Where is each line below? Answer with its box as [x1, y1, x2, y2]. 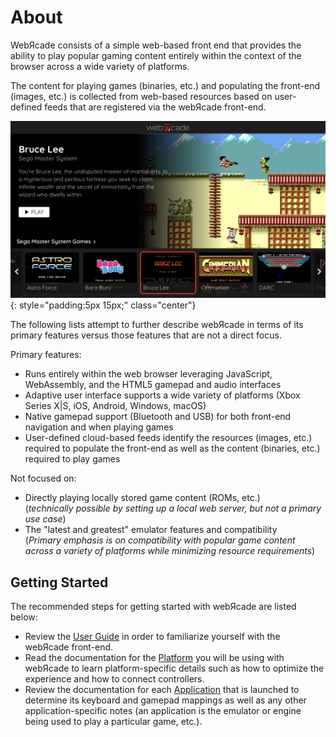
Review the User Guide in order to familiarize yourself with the [24, 631, 281, 643]
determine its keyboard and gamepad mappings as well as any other [24, 694, 307, 706]
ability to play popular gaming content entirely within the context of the [10, 49, 302, 61]
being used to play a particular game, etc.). [24, 716, 203, 728]
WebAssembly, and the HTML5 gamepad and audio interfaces [24, 379, 282, 391]
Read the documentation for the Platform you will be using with [24, 652, 285, 664]
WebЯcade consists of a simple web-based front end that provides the [10, 39, 302, 51]
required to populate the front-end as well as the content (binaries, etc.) [24, 442, 321, 455]
